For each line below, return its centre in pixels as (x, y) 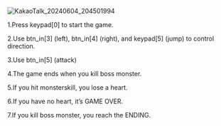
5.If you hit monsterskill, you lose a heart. (68, 88)
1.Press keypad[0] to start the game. (60, 25)
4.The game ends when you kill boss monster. (75, 74)
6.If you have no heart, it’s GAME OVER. (65, 101)
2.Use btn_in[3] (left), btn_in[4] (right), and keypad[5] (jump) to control (111, 38)
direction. (21, 46)
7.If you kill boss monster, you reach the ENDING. (79, 115)
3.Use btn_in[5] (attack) (42, 60)
